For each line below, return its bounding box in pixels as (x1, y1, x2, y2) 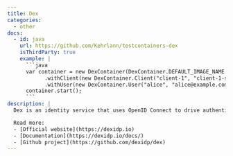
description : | (7, 101, 51, 107)
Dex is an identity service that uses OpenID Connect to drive (13, 107, 200, 114)
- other (13, 23, 36, 30)
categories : (7, 17, 42, 24)
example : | (19, 55, 51, 62)
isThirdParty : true (19, 49, 76, 56)
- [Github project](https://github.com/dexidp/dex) (13, 139, 166, 146)
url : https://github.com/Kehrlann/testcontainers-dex (19, 42, 178, 49)
